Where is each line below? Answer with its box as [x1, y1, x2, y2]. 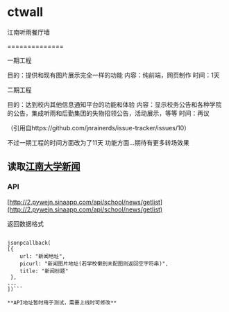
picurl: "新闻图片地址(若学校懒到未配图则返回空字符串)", [19, 260, 169, 267]
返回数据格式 [7, 219, 44, 227]
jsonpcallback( [7, 239, 51, 246]
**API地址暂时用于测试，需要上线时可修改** [7, 299, 117, 306]
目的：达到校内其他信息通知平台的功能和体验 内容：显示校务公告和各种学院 [7, 100, 222, 108]
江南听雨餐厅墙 [7, 28, 50, 36]
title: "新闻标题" [19, 268, 69, 275]
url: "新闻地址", [19, 252, 66, 260]
